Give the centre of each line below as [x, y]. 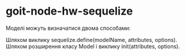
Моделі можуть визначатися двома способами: [68, 28]
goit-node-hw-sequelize [70, 11]
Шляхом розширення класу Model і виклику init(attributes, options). [93, 46]
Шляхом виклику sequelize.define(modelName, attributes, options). [91, 40]
